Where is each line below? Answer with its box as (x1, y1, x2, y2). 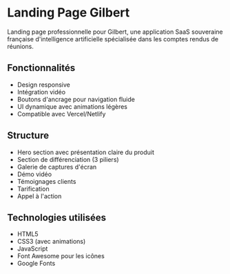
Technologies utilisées (7, 211, 107, 223)
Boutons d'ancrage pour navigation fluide (17, 95, 136, 103)
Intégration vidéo (17, 87, 66, 96)
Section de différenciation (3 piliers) (17, 155, 119, 163)
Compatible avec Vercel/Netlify (17, 109, 106, 118)
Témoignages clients (17, 177, 76, 185)
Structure (7, 129, 50, 142)
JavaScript (17, 244, 48, 253)
